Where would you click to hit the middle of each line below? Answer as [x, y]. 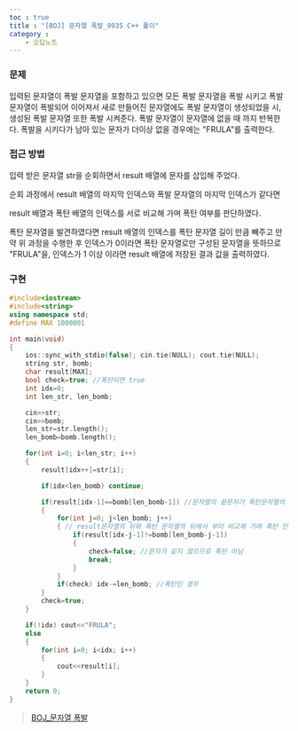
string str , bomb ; [59, 364]
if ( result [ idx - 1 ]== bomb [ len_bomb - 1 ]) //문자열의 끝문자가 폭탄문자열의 [163, 502]
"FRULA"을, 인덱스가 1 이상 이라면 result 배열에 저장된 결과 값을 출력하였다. [140, 254]
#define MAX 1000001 [47, 323]
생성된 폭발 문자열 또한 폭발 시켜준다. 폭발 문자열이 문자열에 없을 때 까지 [133, 118]
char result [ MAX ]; [59, 372]
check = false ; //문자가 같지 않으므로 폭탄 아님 [166, 551]
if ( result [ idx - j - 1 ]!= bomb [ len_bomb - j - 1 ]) [150, 535]
